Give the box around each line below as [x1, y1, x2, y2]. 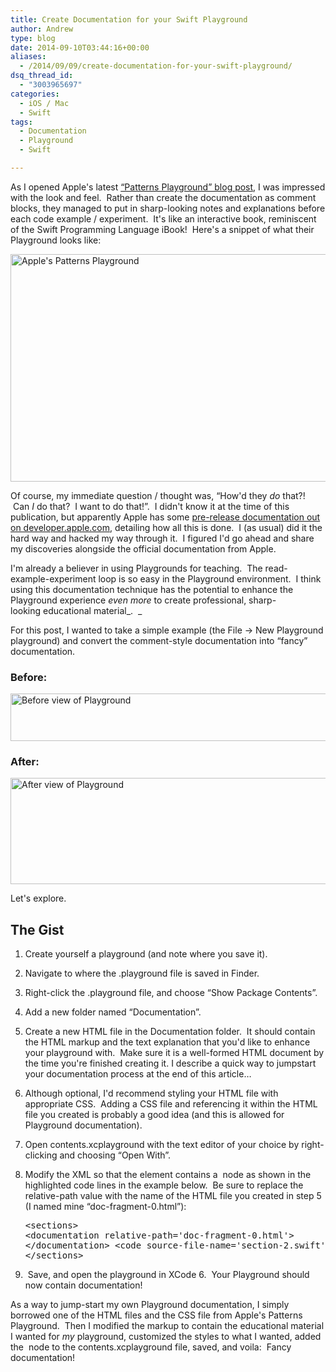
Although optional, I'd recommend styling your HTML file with [24, 1087, 279, 1100]
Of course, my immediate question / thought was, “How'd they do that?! [10, 489, 306, 501]
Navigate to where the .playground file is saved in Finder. [24, 967, 260, 980]
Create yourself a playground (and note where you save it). [24, 948, 268, 960]
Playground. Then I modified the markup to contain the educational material [10, 1320, 325, 1332]
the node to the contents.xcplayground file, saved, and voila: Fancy [10, 1341, 292, 1353]
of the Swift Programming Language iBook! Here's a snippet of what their [10, 223, 315, 235]
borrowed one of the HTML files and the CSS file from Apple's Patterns [10, 1309, 303, 1321]
